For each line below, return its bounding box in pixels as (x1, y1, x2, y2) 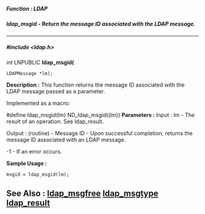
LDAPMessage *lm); (6, 71, 53, 77)
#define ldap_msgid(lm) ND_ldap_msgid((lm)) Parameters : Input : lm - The (6, 112, 195, 119)
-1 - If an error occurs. (6, 148, 62, 155)
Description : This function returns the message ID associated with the (6, 81, 185, 88)
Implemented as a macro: (6, 99, 70, 107)
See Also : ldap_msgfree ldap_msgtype (6, 188, 159, 198)
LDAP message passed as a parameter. (6, 88, 106, 95)
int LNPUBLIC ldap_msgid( (6, 59, 74, 66)
